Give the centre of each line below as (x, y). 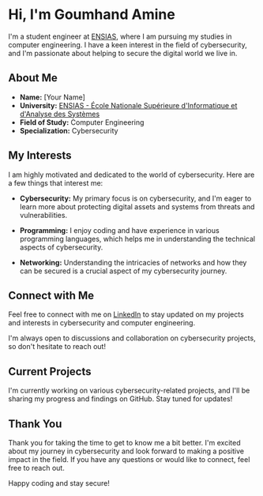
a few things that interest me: (56, 182)
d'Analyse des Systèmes (60, 114)
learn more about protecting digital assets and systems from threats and (137, 206)
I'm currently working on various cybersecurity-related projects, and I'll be (129, 391)
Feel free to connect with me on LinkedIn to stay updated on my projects (126, 314)
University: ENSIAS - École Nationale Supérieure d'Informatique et (128, 105)
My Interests (40, 156)
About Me (33, 78)
